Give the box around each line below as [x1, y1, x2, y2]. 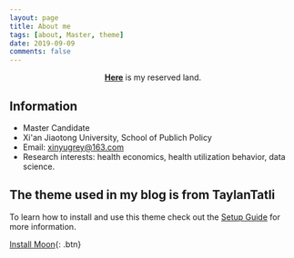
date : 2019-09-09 [9, 38, 76, 48]
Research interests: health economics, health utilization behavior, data [22, 151, 286, 162]
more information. [9, 221, 76, 232]
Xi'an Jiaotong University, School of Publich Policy [22, 132, 212, 143]
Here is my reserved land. [104, 72, 202, 83]
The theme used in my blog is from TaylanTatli [9, 187, 276, 203]
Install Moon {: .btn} [9, 238, 82, 250]
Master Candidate [22, 122, 90, 133]
